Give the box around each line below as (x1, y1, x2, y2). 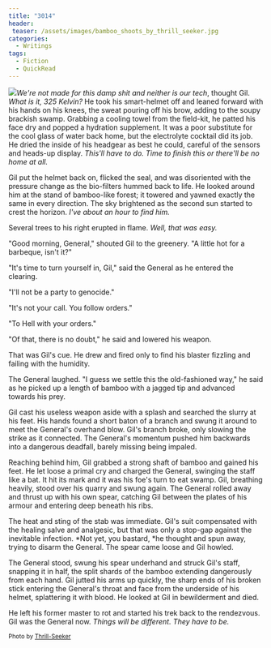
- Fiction (15, 58, 49, 66)
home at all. (8, 157, 49, 166)
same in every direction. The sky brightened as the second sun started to (8, 198, 253, 208)
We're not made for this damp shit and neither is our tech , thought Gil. (16, 88, 251, 97)
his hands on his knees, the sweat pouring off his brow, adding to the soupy (8, 105, 261, 114)
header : (8, 19, 35, 28)
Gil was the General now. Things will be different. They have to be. (8, 616, 230, 626)
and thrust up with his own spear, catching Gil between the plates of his (8, 491, 248, 501)
